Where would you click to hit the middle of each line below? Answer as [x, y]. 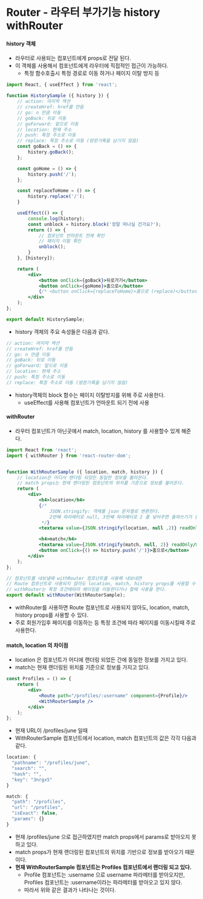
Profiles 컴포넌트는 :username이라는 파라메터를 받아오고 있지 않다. [103, 882]
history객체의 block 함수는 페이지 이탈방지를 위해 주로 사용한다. [90, 395]
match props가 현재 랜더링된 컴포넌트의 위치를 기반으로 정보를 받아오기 [99, 852]
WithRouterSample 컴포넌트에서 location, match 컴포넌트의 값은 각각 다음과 [106, 738]
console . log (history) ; [56, 219]
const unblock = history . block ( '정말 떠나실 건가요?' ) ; [95, 224]
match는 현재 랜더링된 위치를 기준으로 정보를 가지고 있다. [82, 668]
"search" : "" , [29, 769]
